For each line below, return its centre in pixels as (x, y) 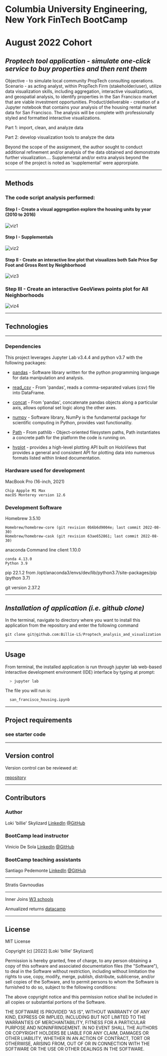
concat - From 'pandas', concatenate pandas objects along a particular (85, 402)
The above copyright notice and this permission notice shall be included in (81, 997)
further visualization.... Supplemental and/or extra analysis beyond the (77, 158)
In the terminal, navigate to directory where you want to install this (73, 620)
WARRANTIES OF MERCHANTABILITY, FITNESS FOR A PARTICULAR (75, 1022)
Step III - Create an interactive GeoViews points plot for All (77, 289)
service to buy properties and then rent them (76, 69)
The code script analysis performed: (50, 197)
